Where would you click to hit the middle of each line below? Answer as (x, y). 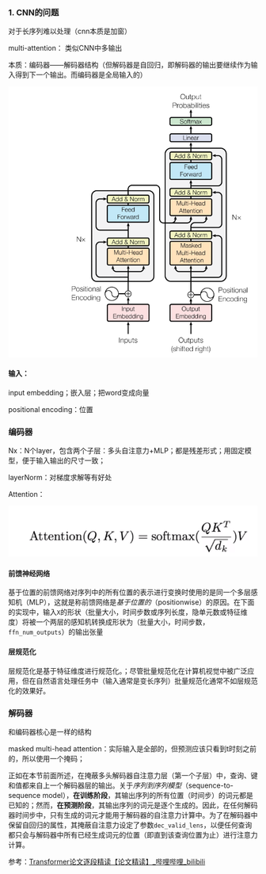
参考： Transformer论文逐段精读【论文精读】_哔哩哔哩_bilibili (107, 861)
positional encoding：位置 (51, 409)
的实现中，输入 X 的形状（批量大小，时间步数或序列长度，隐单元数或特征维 (128, 613)
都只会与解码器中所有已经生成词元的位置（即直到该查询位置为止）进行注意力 (133, 834)
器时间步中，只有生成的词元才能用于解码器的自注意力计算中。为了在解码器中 (133, 815)
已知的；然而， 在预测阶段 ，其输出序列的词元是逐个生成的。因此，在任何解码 (133, 805)
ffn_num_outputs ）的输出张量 (56, 632)
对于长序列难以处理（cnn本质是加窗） (70, 31)
